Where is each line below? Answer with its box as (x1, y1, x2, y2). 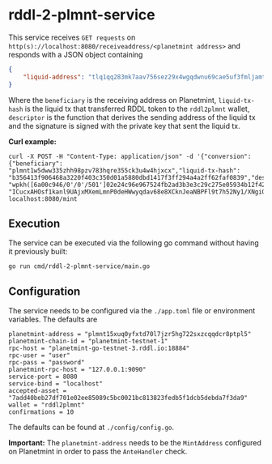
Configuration (8, 284, 81, 298)
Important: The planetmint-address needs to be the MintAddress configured (8, 438, 261, 448)
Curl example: (8, 136, 57, 147)
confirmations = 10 (8, 408, 74, 416)
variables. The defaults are (8, 314, 98, 325)
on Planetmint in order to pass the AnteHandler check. (8, 447, 188, 457)
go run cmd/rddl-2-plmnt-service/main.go (8, 262, 151, 270)
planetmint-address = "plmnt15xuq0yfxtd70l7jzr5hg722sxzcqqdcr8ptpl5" (8, 330, 252, 338)
